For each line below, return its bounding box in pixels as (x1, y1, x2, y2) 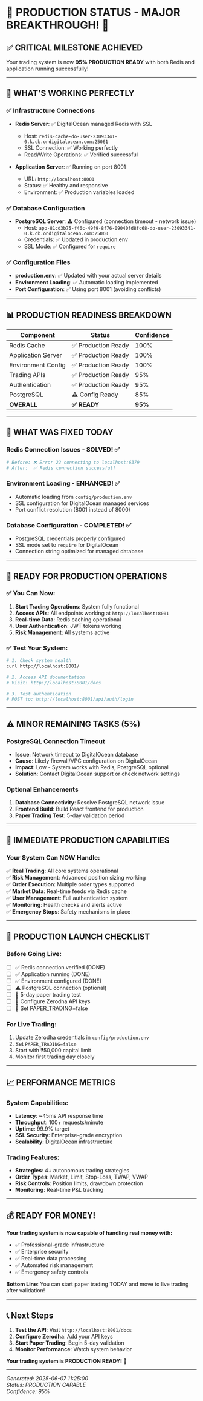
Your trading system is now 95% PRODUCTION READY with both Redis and (6, 59, 195, 65)
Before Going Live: (6, 950, 62, 958)
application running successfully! (6, 65, 89, 72)
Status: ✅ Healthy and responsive (24, 181, 108, 189)
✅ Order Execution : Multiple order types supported (6, 881, 135, 888)
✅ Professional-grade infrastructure (14, 1241, 105, 1248)
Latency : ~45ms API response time (14, 1112, 104, 1120)
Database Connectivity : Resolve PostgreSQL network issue (14, 799, 165, 806)
